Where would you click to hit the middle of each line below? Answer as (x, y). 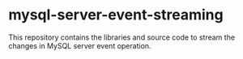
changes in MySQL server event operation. (80, 45)
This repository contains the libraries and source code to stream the (122, 37)
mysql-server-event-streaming (116, 15)
